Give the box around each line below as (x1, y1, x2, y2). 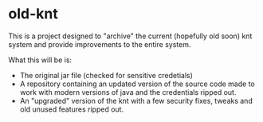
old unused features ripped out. (19, 104, 124, 114)
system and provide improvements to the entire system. (8, 39, 191, 49)
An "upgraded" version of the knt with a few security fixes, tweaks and (19, 96, 253, 105)
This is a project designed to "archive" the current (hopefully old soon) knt (8, 31, 253, 41)
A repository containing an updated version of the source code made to (19, 79, 255, 89)
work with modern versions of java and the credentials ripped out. (19, 87, 237, 96)
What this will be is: (8, 55, 73, 65)
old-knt (8, 5, 58, 23)
